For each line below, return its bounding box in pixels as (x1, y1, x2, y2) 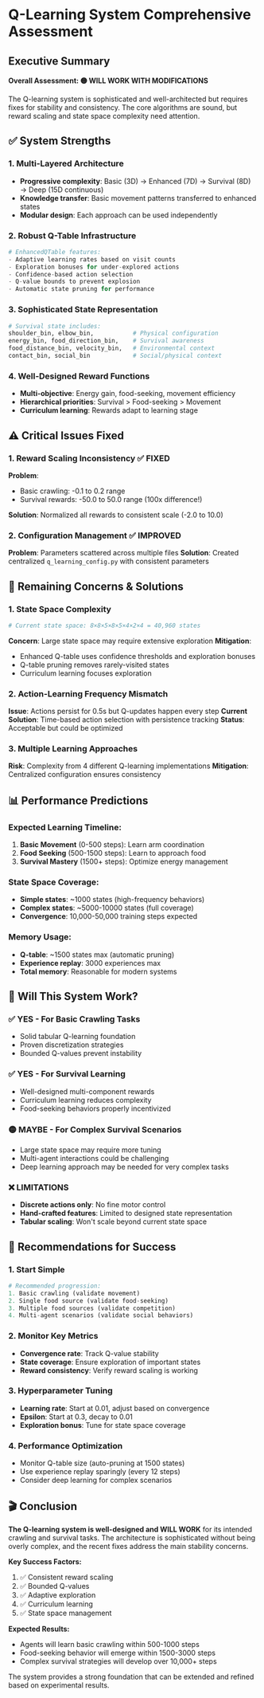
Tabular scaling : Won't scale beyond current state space (19, 1217, 208, 1226)
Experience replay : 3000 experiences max (19, 958, 161, 967)
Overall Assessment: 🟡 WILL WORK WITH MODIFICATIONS (8, 76, 208, 85)
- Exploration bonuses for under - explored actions (8, 263, 180, 271)
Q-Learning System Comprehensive (8, 6, 252, 24)
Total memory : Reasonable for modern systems (19, 967, 177, 976)
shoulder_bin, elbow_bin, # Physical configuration (8, 329, 219, 338)
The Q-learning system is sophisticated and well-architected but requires (8, 94, 248, 104)
